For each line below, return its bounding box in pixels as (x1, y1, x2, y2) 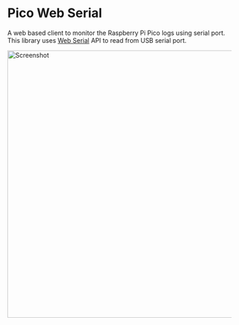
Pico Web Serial (7, 5, 102, 21)
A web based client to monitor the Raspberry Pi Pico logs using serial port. (7, 29, 225, 37)
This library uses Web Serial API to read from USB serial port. (7, 36, 187, 44)
